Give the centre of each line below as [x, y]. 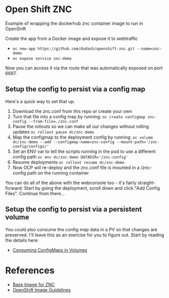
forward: [14, 188]
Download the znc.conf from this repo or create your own [72, 111]
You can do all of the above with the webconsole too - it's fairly [71, 183]
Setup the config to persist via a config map [75, 89]
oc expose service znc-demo [42, 58]
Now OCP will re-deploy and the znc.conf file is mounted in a [76, 167]
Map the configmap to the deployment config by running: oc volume [83, 137]
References [30, 270]
